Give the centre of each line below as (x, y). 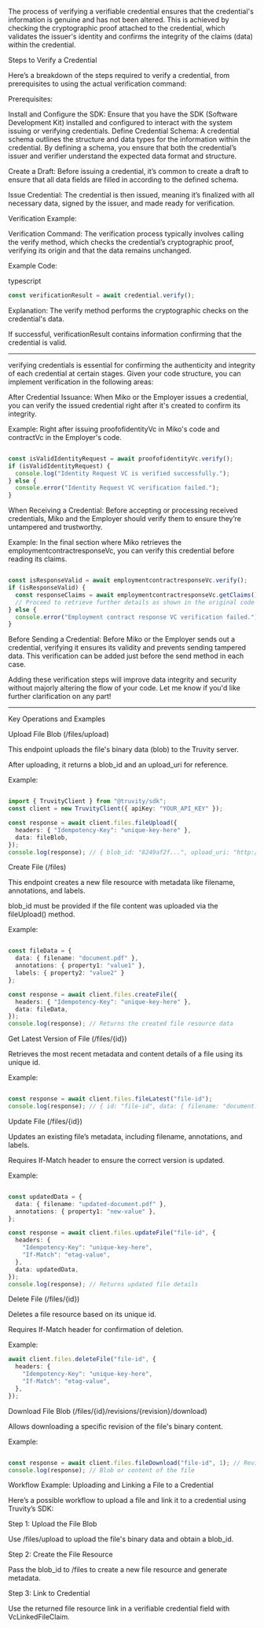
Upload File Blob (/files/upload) (59, 734)
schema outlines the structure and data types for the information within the (130, 139)
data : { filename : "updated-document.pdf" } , (91, 1204)
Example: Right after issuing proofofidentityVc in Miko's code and (114, 429)
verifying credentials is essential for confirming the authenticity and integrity (132, 364)
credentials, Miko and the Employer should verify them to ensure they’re (125, 519)
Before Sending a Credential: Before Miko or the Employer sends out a (122, 639)
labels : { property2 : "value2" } (70, 973)
